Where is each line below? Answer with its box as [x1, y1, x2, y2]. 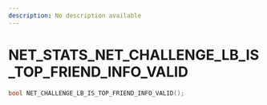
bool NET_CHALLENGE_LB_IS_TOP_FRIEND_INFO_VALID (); [8, 89, 184, 97]
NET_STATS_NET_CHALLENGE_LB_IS [8, 45, 260, 64]
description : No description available [8, 11, 142, 20]
